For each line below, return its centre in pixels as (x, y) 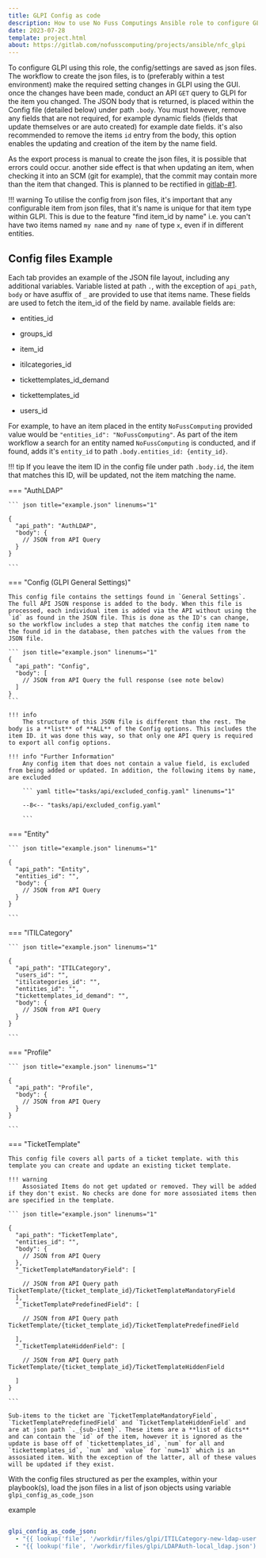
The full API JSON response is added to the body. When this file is (125, 604)
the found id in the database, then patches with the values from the (127, 631)
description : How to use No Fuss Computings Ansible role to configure (129, 23)
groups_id (36, 334)
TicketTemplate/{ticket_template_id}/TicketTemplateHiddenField (116, 1367)
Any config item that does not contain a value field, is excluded (136, 763)
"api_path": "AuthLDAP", (56, 526)
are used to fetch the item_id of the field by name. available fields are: (122, 303)
